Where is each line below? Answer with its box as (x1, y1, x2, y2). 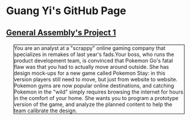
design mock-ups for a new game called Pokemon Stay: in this (14, 69, 166, 76)
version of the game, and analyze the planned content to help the (14, 101, 173, 108)
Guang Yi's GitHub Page (6, 4, 127, 18)
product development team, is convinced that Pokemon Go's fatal (14, 57, 173, 64)
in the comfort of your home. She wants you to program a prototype (14, 94, 179, 101)
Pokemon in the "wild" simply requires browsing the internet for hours (14, 88, 184, 95)
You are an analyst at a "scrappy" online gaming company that (14, 44, 166, 51)
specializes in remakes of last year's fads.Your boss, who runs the (14, 51, 174, 58)
